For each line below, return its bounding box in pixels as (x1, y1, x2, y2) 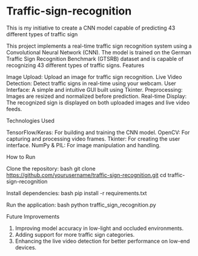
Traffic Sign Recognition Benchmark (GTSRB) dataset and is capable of (6, 55, 183, 62)
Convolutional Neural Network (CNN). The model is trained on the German (6, 48, 192, 56)
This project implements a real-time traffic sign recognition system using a (6, 42, 192, 50)
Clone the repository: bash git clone (6, 165, 96, 172)
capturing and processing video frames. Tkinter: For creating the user (6, 135, 180, 142)
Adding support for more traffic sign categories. (15, 231, 135, 238)
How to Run (6, 153, 36, 161)
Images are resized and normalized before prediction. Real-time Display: (6, 92, 186, 100)
